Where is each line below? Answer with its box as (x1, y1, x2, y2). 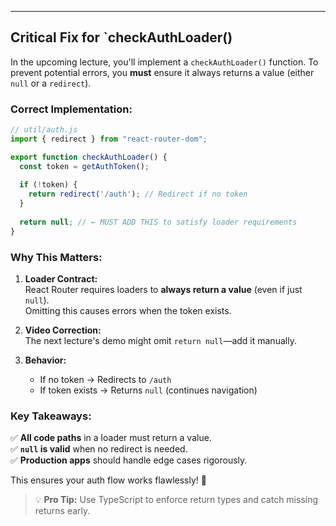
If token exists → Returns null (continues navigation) (39, 384, 258, 396)
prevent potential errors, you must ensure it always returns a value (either (10, 66, 315, 78)
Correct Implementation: (10, 102, 133, 116)
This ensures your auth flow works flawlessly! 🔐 (10, 474, 207, 486)
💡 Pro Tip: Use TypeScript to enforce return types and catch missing (34, 494, 319, 506)
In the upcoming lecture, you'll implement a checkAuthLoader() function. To (10, 56, 319, 68)
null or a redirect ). (10, 77, 92, 89)
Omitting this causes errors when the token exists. (24, 305, 232, 317)
